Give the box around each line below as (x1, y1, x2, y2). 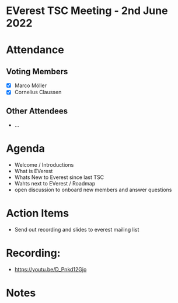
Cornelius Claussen (14, 89, 62, 96)
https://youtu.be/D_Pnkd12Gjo (14, 266, 87, 273)
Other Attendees (6, 106, 68, 116)
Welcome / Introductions (14, 161, 74, 168)
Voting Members (6, 66, 68, 77)
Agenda (6, 142, 45, 156)
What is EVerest (14, 168, 53, 175)
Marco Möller (14, 82, 47, 89)
